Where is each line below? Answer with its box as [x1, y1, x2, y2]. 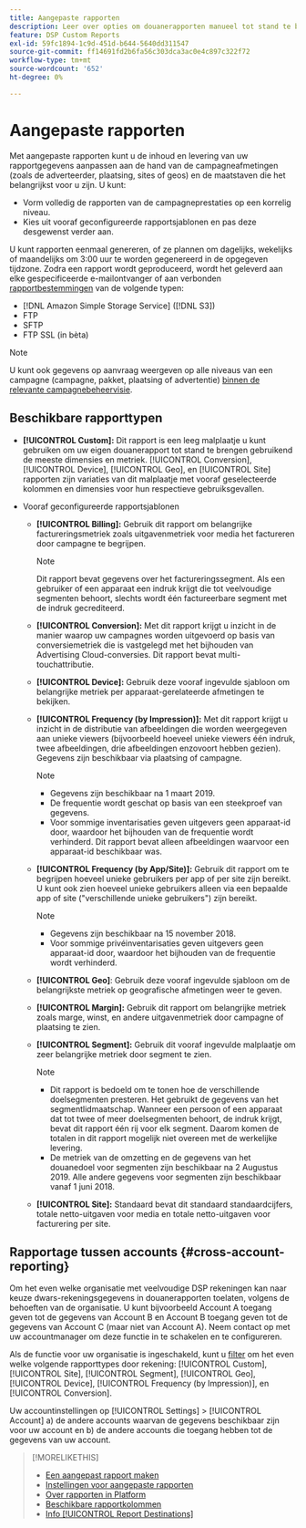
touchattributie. [36, 659, 94, 670]
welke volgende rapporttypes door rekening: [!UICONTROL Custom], [9, 1358, 268, 1369]
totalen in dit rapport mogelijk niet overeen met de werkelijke [49, 1132, 278, 1143]
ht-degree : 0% [9, 73, 64, 82]
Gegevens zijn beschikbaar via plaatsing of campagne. [36, 752, 243, 763]
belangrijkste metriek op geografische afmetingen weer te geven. [36, 984, 282, 995]
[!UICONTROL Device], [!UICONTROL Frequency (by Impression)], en [9, 1378, 270, 1389]
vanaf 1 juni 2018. [49, 1180, 116, 1191]
